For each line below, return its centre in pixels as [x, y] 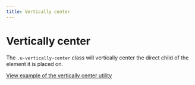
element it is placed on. [35, 64]
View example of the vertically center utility [59, 75]
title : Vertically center [38, 12]
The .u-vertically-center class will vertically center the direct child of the [97, 58]
